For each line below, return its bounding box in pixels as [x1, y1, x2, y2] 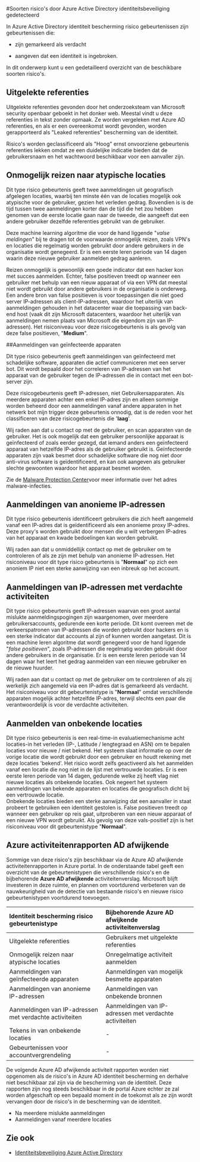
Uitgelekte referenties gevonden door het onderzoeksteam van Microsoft [6, 103, 186, 110]
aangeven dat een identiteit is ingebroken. [14, 52, 118, 59]
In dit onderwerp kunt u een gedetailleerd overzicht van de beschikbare [6, 64, 182, 71]
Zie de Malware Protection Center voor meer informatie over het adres [6, 476, 177, 483]
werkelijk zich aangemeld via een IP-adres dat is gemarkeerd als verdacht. [6, 682, 189, 689]
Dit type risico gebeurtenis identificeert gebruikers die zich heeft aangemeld [6, 515, 193, 522]
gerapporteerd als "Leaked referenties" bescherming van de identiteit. [6, 128, 179, 136]
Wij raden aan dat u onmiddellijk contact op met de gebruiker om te [6, 546, 171, 553]
